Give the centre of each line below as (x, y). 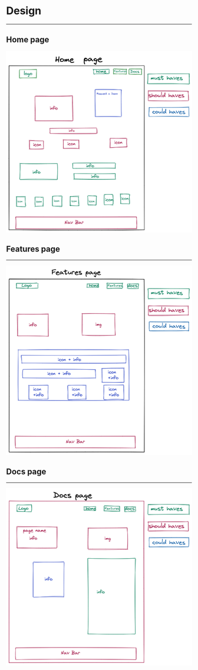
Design (24, 11)
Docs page (26, 471)
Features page (33, 249)
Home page (28, 40)
